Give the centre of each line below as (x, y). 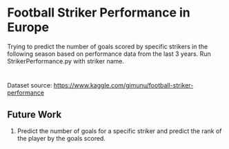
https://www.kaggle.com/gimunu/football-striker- (123, 86)
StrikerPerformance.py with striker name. (66, 61)
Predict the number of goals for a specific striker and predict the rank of (119, 131)
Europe (28, 27)
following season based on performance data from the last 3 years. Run (109, 54)
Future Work (34, 114)
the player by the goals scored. (61, 138)
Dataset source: (30, 86)
